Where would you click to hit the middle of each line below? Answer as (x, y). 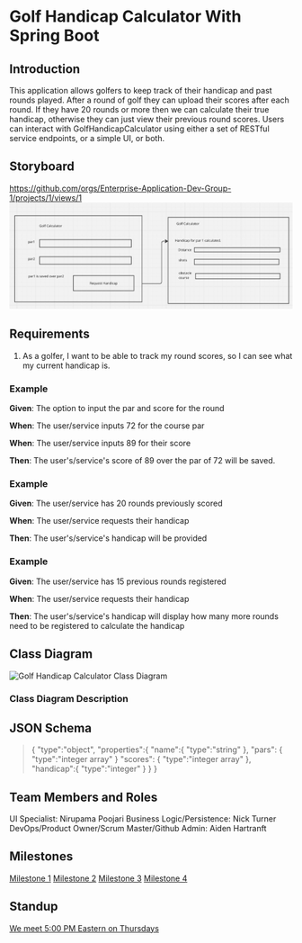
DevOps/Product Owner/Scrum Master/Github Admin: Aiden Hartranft (138, 829)
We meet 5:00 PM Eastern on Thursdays (84, 928)
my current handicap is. (66, 365)
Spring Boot (54, 36)
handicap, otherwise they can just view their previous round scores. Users (147, 119)
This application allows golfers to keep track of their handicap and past (141, 90)
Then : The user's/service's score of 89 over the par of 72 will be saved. (142, 461)
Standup (34, 907)
